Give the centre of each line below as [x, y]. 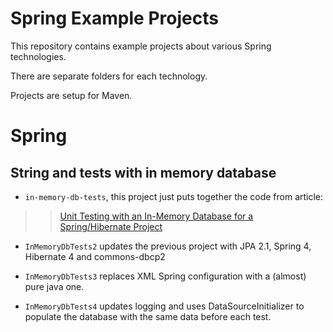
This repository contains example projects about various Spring [141, 46]
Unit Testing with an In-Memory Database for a [156, 216]
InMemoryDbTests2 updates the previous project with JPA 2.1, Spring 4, [168, 246]
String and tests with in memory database [143, 172]
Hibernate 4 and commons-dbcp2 [95, 256]
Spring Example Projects [114, 18]
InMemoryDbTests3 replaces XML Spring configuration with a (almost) [165, 276]
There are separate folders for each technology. [109, 76]
